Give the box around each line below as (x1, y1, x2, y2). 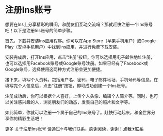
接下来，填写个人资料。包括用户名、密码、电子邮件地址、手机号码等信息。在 (5, 76, 158, 83)
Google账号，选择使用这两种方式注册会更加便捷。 (5, 66, 105, 72)
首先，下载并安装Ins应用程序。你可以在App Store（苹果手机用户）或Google (5, 37, 156, 44)
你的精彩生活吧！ (9, 115, 44, 121)
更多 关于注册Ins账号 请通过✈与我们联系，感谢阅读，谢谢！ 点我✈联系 (5, 126, 144, 132)
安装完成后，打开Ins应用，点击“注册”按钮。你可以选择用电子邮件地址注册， (5, 54, 155, 60)
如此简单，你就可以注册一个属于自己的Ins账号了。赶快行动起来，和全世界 (5, 109, 151, 115)
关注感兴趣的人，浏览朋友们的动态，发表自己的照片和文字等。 (9, 99, 132, 105)
